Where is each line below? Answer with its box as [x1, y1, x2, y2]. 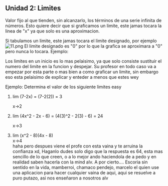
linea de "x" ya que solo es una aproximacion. [5, 28, 100, 34]
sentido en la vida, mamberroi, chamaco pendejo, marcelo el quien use [12, 164, 159, 170]
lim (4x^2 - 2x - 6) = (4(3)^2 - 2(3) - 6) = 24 [12, 113, 103, 119]
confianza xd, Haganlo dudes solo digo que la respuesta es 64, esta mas [12, 148, 163, 154]
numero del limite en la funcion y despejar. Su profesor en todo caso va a [5, 63, 156, 69]
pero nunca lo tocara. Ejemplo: [5, 48, 69, 54]
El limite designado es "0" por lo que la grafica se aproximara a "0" [24, 43, 163, 49]
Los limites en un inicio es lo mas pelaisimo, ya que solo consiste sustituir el [5, 58, 162, 64]
